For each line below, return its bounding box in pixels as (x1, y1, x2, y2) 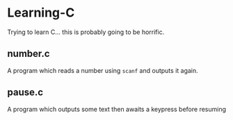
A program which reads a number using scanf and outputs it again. (7, 66, 198, 74)
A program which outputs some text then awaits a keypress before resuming (7, 105, 227, 113)
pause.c (7, 87, 44, 98)
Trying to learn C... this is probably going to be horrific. (7, 28, 165, 36)
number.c (7, 48, 50, 60)
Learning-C (7, 5, 75, 21)
